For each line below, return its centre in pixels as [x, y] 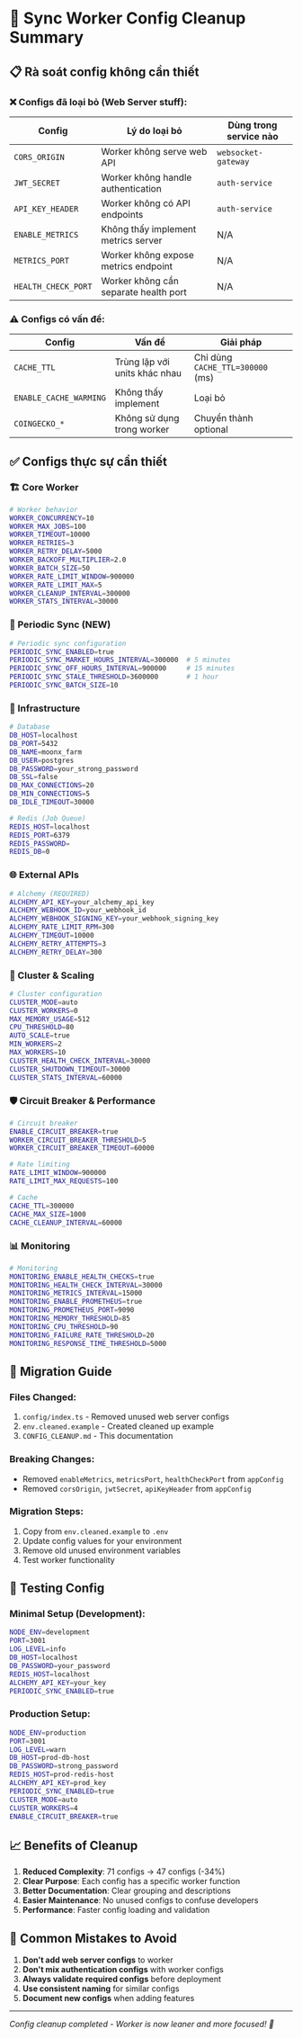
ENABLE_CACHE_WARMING [60, 398]
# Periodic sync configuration [68, 643]
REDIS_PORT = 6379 [40, 835]
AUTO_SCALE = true [40, 1036]
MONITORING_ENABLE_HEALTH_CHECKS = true [82, 1277]
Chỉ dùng [213, 357]
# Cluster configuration [56, 993]
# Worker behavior [44, 509]
